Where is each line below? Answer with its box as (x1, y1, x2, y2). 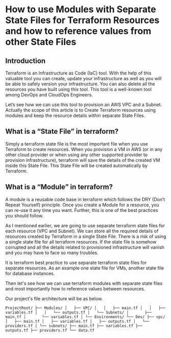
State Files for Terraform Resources (5, 14, 160, 26)
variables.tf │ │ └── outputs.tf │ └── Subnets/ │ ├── (5, 310, 152, 315)
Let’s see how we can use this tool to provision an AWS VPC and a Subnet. (5, 102, 162, 108)
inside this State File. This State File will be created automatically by (5, 162, 148, 168)
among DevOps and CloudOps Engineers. (5, 92, 93, 98)
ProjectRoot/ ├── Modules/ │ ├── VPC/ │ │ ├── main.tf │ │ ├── (5, 305, 166, 310)
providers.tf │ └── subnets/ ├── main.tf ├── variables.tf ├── (5, 323, 143, 328)
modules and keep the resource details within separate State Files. (5, 112, 145, 118)
